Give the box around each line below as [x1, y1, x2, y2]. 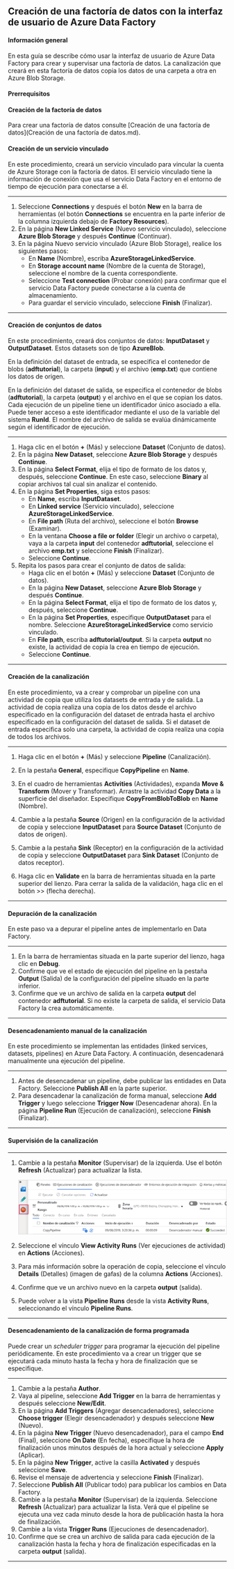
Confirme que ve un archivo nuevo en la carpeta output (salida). [17, 1283, 203, 1292]
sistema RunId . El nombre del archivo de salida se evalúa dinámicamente [8, 415, 217, 424]
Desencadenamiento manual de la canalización [8, 1026, 148, 1034]
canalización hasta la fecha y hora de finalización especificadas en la [17, 1540, 217, 1548]
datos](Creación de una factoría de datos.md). [8, 128, 141, 137]
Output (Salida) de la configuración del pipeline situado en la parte [17, 974, 209, 983]
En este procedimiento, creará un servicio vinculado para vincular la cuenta [8, 160, 224, 168]
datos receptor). [17, 859, 65, 866]
